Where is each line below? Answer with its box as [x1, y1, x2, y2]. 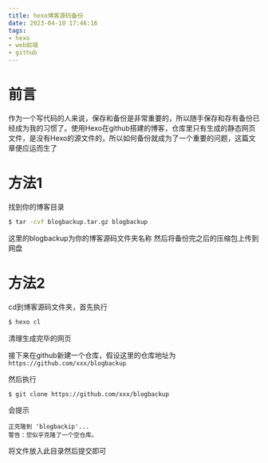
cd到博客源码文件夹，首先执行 [8, 302, 108, 312]
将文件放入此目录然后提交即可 [8, 446, 106, 456]
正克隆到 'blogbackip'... [8, 423, 90, 431]
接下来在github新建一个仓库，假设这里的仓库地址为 [8, 350, 176, 359]
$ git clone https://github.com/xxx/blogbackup [8, 390, 170, 398]
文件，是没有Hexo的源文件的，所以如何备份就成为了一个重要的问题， [8, 133, 235, 143]
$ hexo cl [8, 318, 41, 326]
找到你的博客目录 [8, 202, 65, 211]
